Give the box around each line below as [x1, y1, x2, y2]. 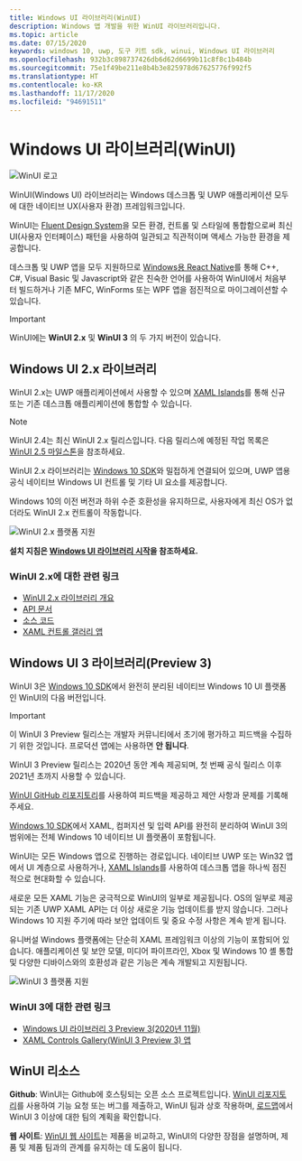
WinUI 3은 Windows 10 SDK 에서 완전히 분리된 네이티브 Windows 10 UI [9, 681, 263, 692]
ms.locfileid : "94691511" [9, 97, 106, 107]
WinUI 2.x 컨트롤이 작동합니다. [32, 507, 142, 518]
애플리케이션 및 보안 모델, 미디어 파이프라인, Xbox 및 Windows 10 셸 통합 [35, 945, 294, 957]
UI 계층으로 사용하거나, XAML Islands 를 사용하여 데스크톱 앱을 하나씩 [25, 862, 270, 873]
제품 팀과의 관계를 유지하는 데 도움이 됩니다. [28, 1142, 183, 1153]
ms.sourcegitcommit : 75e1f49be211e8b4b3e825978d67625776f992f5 [9, 64, 252, 73]
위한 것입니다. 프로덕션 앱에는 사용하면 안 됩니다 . [18, 740, 189, 751]
